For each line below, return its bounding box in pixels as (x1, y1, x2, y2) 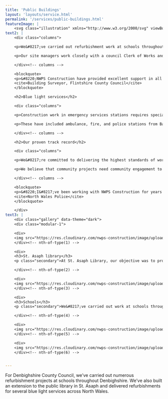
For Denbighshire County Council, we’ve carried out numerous (5, 372, 134, 378)
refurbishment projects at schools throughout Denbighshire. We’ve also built (5, 377, 162, 383)
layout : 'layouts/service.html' (5, 12, 72, 17)
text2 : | (5, 31, 23, 36)
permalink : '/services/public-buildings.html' (5, 17, 104, 22)
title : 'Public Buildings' (5, 7, 61, 13)
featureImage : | (5, 21, 39, 27)
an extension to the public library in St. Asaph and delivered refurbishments (5, 383, 161, 389)
